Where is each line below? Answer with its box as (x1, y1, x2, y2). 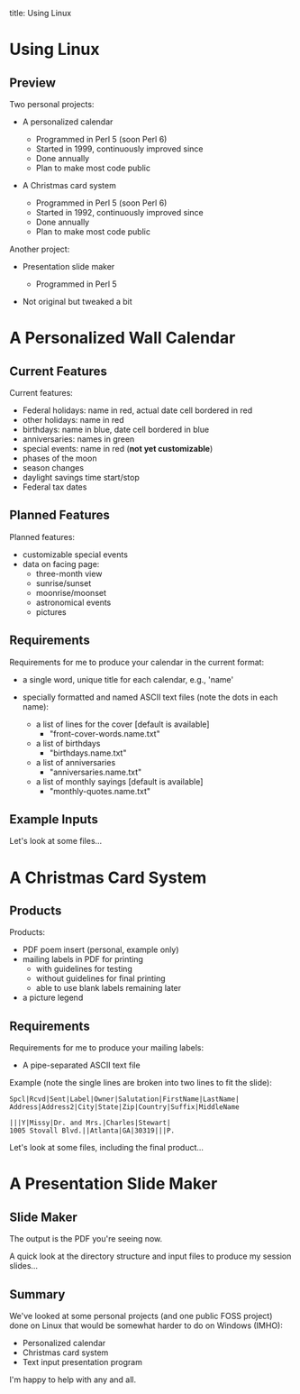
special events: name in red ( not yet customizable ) (22, 444, 214, 454)
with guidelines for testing (35, 964, 132, 975)
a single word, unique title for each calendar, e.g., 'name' (22, 674, 234, 684)
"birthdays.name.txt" (49, 747, 127, 758)
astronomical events (35, 597, 112, 608)
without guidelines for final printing (35, 973, 166, 984)
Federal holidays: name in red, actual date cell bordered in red (22, 405, 253, 416)
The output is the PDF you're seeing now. (9, 1234, 163, 1244)
